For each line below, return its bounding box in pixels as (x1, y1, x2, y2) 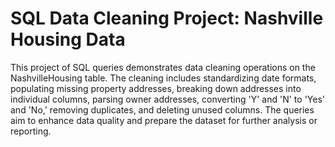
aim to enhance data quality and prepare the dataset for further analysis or (10, 114, 318, 126)
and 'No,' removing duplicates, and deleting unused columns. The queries (10, 103, 315, 116)
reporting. (10, 125, 52, 137)
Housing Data (10, 28, 126, 51)
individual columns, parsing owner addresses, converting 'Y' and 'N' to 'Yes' (10, 93, 326, 105)
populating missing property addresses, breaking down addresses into (10, 82, 302, 94)
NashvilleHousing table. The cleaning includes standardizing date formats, (10, 72, 317, 84)
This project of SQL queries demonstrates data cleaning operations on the (10, 61, 316, 73)
